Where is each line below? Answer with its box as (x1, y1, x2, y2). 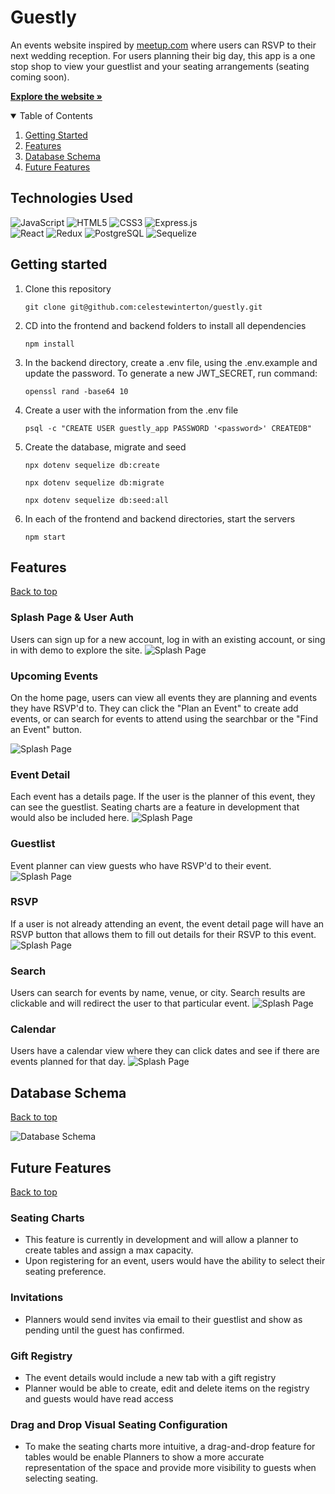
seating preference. (24, 1266, 107, 1278)
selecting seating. (24, 1472, 99, 1485)
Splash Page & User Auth (10, 611, 134, 625)
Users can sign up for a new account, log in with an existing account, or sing (10, 633, 326, 645)
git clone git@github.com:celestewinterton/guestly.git (24, 302, 263, 312)
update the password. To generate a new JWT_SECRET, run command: (24, 367, 318, 379)
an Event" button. (10, 723, 83, 735)
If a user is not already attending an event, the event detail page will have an (10, 917, 325, 930)
